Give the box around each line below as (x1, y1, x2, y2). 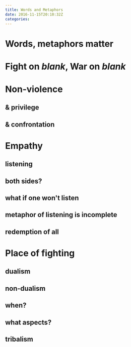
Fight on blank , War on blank (5, 61, 126, 72)
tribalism (5, 335, 33, 344)
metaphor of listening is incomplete (5, 211, 118, 219)
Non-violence (5, 83, 63, 95)
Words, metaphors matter (5, 38, 114, 49)
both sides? (5, 177, 42, 185)
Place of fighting (5, 247, 75, 259)
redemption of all (5, 228, 59, 236)
